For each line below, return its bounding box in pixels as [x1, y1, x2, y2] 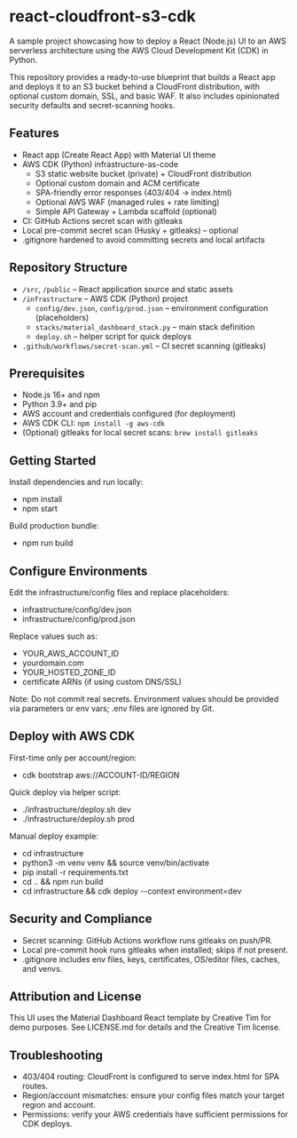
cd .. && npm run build [21, 876, 104, 887]
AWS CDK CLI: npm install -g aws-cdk [21, 418, 166, 428]
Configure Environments [9, 563, 148, 578]
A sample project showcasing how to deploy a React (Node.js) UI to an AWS [9, 36, 286, 46]
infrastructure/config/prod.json [21, 614, 136, 624]
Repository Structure [9, 260, 129, 275]
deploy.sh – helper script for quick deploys [35, 330, 192, 341]
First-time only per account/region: [9, 752, 137, 763]
